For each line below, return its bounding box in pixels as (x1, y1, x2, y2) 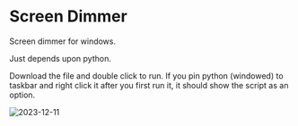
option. (9, 89, 36, 100)
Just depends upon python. (9, 53, 112, 63)
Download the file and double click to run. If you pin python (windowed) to (9, 70, 285, 81)
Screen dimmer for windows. (9, 36, 117, 46)
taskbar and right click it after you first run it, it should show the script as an (9, 80, 289, 90)
